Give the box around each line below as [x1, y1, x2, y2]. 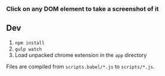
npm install [14, 40, 45, 46]
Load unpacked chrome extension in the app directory [14, 51, 147, 58]
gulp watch [14, 46, 42, 52]
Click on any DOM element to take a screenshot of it [6, 5, 159, 13]
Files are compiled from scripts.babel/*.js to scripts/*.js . [6, 63, 155, 70]
